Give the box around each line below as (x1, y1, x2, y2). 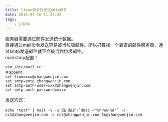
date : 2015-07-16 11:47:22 (5, 12, 62, 17)
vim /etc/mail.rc (5, 65, 42, 70)
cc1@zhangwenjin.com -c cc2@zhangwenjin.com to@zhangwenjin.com (5, 112, 142, 117)
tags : (5, 17, 17, 22)
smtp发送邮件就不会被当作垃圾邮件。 (9, 48, 86, 54)
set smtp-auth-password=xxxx (5, 87, 66, 93)
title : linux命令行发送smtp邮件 (5, 7, 68, 13)
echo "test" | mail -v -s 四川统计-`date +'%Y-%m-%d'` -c (5, 108, 126, 113)
